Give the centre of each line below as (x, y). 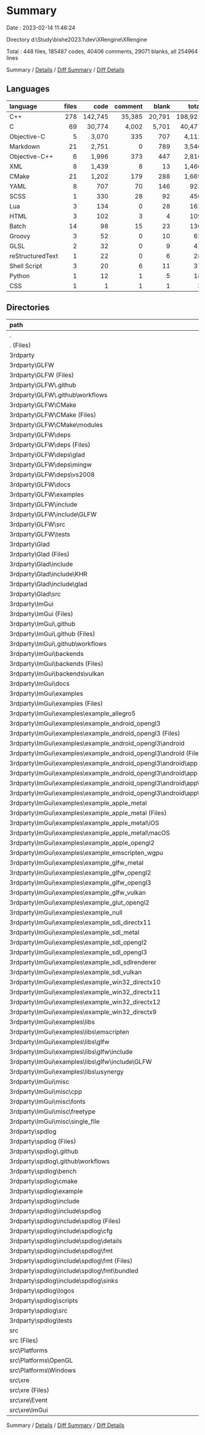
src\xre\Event (28, 1400)
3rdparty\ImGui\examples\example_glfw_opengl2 (80, 872)
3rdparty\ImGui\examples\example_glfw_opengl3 (80, 883)
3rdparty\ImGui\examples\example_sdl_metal (74, 932)
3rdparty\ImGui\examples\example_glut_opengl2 (79, 902)
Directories (28, 308)
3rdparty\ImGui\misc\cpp (46, 1091)
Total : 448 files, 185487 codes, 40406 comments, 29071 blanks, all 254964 (102, 51)
